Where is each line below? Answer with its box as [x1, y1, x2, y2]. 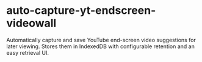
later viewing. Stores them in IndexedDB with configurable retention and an [6, 43, 195, 50]
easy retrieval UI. [6, 49, 49, 56]
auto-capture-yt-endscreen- [6, 4, 156, 17]
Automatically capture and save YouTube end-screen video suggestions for [6, 36, 197, 43]
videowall [6, 16, 57, 30]
